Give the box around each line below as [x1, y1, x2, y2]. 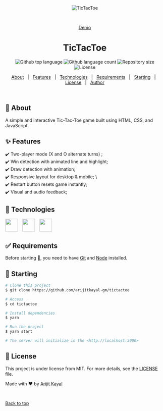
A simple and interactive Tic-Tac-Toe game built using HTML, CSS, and [5, 117, 153, 123]
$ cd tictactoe [5, 301, 37, 306]
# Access [5, 296, 24, 302]
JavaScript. [5, 122, 29, 128]
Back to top [5, 400, 29, 406]
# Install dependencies [5, 311, 56, 316]
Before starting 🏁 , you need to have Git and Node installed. [5, 255, 128, 261]
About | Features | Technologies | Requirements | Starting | [11, 74, 156, 80]
